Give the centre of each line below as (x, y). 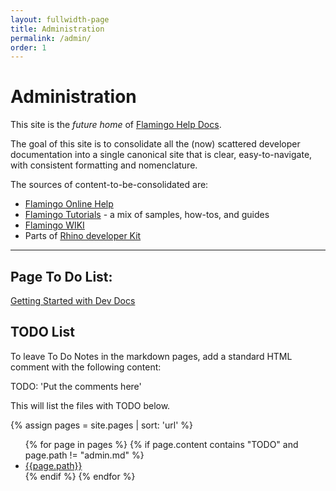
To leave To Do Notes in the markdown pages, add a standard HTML (151, 356)
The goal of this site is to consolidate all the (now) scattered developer (155, 144)
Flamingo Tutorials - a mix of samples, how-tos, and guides (147, 215)
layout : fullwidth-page (60, 19)
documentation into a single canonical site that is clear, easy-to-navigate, (161, 155)
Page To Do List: (61, 276)
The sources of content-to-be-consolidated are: (109, 185)
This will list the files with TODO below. (90, 405)
